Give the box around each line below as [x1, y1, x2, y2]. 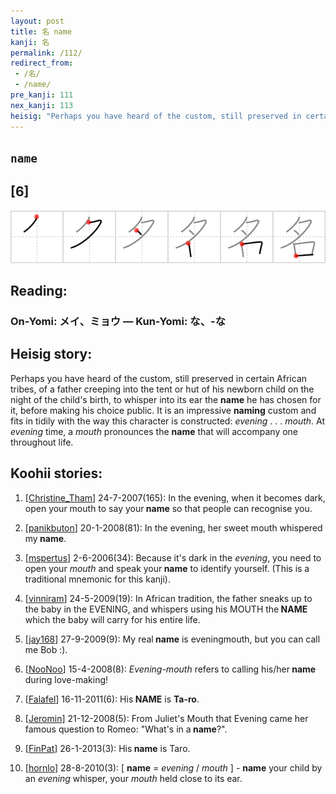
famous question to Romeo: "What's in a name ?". [24, 723, 228, 735]
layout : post [10, 16, 65, 26]
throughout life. [10, 436, 74, 448]
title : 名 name [10, 26, 72, 37]
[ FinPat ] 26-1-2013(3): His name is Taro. [24, 742, 191, 754]
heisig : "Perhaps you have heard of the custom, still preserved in [10, 111, 302, 121]
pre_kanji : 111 [10, 90, 74, 100]
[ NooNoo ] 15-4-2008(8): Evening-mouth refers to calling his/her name [24, 663, 317, 675]
